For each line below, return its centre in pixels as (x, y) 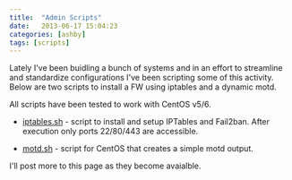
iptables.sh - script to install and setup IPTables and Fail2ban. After (146, 122)
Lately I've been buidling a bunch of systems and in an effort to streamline (146, 68)
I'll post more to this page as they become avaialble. (105, 166)
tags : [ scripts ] (39, 43)
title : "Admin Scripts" (56, 17)
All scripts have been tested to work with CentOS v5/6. (111, 105)
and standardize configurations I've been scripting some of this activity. (142, 78)
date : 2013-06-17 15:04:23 (64, 26)
